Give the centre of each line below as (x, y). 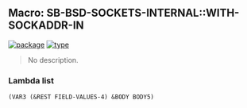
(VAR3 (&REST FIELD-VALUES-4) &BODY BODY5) (81, 97)
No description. (53, 60)
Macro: (27, 13)
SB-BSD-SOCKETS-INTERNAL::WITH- (143, 13)
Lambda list (31, 80)
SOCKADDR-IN (46, 26)
